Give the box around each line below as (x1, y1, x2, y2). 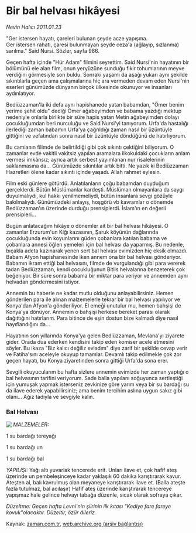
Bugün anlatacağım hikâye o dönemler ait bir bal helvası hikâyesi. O (6, 222, 169, 229)
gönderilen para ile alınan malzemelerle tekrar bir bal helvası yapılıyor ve (6, 296, 180, 303)
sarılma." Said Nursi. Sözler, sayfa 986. (6, 47, 99, 54)
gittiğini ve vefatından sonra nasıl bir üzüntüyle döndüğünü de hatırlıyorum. (6, 132, 187, 139)
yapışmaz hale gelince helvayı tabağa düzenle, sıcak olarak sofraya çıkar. (6, 491, 183, 498)
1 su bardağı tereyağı (6, 432, 57, 440)
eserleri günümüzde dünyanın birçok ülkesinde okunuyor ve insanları (6, 83, 173, 90)
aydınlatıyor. (6, 90, 36, 97)
